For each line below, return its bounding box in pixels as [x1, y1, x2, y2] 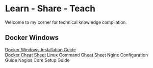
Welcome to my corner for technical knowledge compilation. [5, 19, 127, 25]
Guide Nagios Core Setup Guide [5, 57, 70, 63]
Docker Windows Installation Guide [5, 46, 76, 52]
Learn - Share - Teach [5, 3, 96, 14]
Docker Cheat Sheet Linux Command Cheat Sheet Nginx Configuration [5, 52, 148, 58]
